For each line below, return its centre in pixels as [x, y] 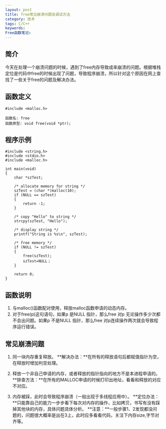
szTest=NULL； [37, 261]
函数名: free [17, 118]
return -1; [34, 204]
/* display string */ [36, 230]
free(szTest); [37, 256]
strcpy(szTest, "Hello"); [41, 221]
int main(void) [21, 169]
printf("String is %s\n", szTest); [51, 234]
